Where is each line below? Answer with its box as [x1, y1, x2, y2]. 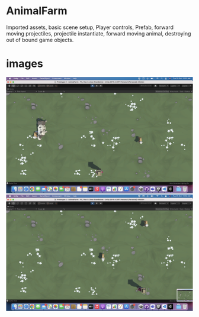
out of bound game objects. [6, 36, 74, 43]
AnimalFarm [6, 4, 68, 18]
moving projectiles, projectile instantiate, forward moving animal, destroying [6, 30, 191, 37]
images [6, 57, 43, 70]
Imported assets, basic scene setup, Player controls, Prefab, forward [6, 24, 174, 31]
